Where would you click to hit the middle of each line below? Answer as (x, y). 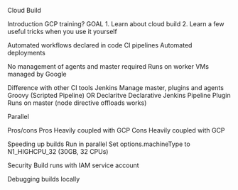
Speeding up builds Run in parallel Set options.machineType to (99, 144)
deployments (27, 53)
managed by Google (37, 74)
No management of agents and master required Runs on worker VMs (108, 66)
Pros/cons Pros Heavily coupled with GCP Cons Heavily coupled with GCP (116, 130)
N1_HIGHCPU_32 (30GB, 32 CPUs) (58, 151)
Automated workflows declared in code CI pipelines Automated (100, 45)
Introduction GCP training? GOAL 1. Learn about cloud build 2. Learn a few (116, 24)
